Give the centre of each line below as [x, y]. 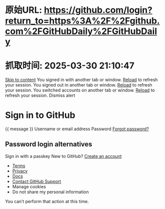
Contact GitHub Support [37, 181]
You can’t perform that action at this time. [47, 201]
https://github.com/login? [98, 10]
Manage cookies [29, 186]
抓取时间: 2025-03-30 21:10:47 [70, 66]
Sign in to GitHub [40, 115]
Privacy [20, 171]
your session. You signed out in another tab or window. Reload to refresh [79, 85]
